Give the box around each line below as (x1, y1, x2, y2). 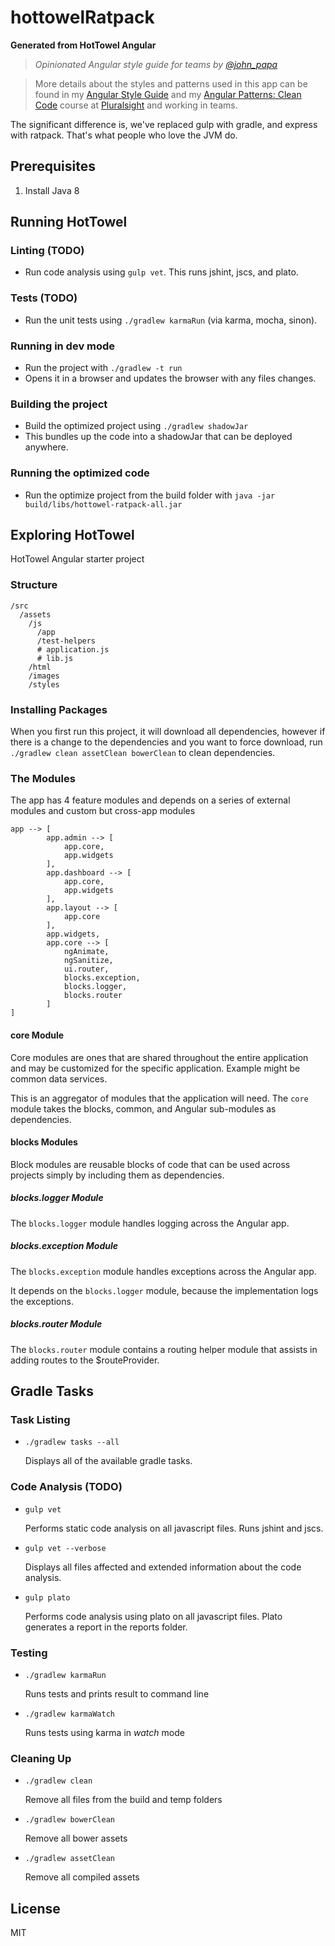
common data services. (10, 1072, 108, 1085)
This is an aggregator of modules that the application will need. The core (10, 1092, 309, 1104)
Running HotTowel (10, 214, 128, 231)
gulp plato (24, 1592, 71, 1603)
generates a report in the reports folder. (24, 1621, 188, 1633)
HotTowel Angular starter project (10, 553, 145, 565)
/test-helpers (36, 636, 97, 646)
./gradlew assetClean (24, 1854, 115, 1864)
